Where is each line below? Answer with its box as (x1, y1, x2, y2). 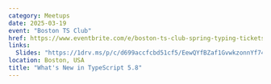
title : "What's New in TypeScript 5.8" (8, 64, 143, 72)
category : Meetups (8, 11, 70, 20)
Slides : (15, 49, 42, 57)
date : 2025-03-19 (8, 19, 67, 27)
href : (8, 34, 27, 42)
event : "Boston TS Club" (8, 26, 92, 34)
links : (8, 42, 31, 50)
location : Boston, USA (8, 57, 85, 65)
